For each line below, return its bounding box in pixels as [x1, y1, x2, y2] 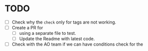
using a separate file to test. [19, 30, 76, 36]
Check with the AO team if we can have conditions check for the [11, 41, 143, 47]
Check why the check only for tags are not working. [11, 19, 117, 25]
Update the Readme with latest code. [19, 36, 95, 42]
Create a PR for [11, 25, 43, 30]
